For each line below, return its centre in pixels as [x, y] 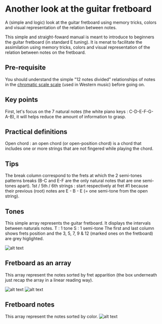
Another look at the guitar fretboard [78, 9]
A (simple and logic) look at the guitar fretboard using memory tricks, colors [81, 22]
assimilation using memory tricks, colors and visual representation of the [78, 47]
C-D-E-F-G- [141, 111]
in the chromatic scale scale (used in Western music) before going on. [75, 84]
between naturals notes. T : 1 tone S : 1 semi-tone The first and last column [80, 228]
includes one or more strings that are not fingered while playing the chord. [79, 148]
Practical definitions [36, 132]
